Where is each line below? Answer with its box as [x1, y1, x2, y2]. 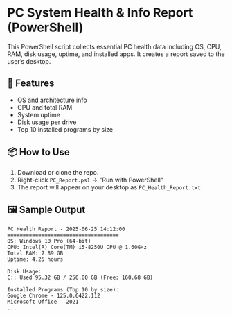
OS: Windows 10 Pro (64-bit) [7, 238, 91, 245]
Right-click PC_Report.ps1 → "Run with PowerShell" [17, 175, 164, 184]
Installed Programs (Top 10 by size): [7, 286, 119, 293]
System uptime [17, 110, 61, 119]
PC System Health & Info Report [7, 5, 193, 21]
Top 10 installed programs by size [17, 125, 114, 133]
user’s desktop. [7, 57, 51, 65]
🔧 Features [7, 78, 55, 89]
